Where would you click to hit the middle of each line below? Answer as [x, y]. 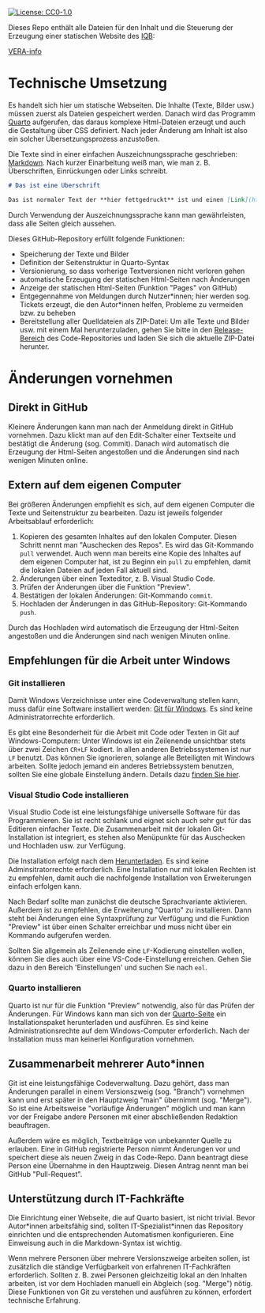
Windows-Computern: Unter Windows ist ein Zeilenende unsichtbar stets [127, 741]
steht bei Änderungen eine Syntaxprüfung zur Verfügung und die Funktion [129, 919]
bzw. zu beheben [48, 313]
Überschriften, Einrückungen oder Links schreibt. [88, 171]
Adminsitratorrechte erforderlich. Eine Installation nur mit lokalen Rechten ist [132, 870]
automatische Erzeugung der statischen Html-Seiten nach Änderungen [135, 279]
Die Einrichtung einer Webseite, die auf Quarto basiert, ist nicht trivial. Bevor [132, 1218]
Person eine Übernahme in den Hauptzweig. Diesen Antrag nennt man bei [128, 1165]
